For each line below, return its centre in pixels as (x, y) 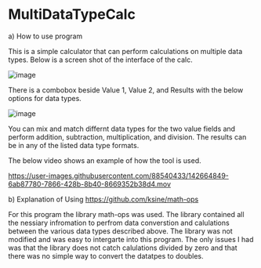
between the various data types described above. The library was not (120, 231)
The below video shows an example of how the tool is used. (105, 160)
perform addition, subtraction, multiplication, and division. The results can (127, 137)
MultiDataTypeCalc (72, 14)
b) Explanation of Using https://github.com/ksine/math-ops (103, 199)
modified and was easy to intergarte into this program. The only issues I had (131, 239)
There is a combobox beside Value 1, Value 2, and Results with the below (126, 90)
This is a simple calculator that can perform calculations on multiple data (125, 51)
